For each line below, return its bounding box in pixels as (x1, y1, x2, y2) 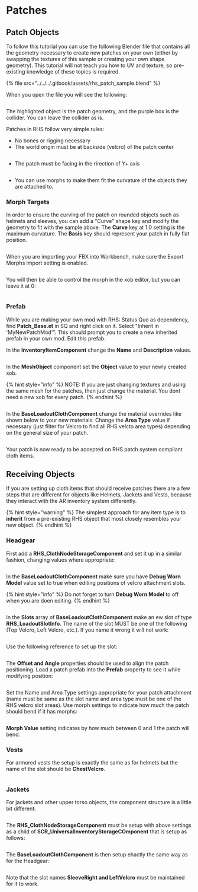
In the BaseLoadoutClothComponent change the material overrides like (6, 410, 182, 417)
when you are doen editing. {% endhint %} (6, 597, 111, 604)
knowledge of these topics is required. (26, 68, 120, 75)
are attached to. (14, 183, 54, 190)
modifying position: (6, 672, 53, 679)
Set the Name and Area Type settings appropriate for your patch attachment (6, 689, 192, 696)
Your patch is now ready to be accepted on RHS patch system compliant (6, 445, 183, 453)
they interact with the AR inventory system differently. (6, 498, 137, 505)
